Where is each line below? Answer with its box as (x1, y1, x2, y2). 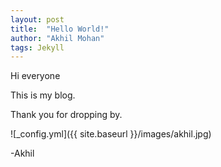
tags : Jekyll (10, 42, 65, 53)
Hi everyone (10, 70, 61, 82)
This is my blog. (10, 89, 76, 101)
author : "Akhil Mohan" (10, 33, 105, 43)
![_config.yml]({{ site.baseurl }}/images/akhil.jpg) (10, 128, 212, 140)
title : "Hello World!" (10, 24, 110, 34)
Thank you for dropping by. (10, 109, 123, 121)
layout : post (10, 14, 65, 25)
